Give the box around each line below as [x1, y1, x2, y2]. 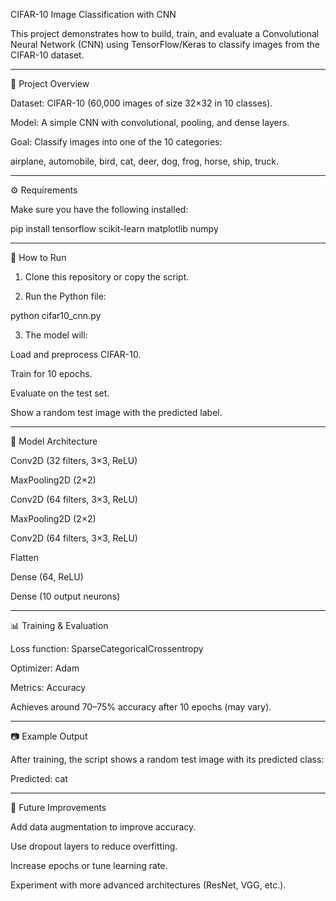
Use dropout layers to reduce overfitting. [10, 840, 178, 852]
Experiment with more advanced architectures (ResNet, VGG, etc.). [10, 879, 287, 891]
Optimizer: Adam [10, 662, 80, 674]
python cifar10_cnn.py [10, 310, 102, 321]
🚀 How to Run [10, 252, 67, 263]
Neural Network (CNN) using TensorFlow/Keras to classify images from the [10, 39, 321, 50]
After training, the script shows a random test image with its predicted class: [10, 754, 325, 765]
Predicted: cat [10, 773, 68, 784]
